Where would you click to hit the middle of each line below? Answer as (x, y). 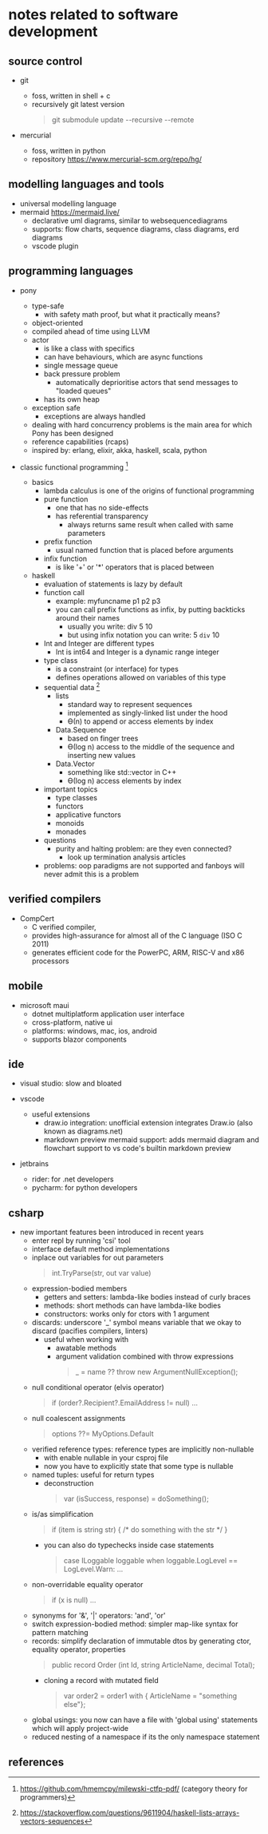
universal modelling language (68, 203)
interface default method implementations (100, 1249)
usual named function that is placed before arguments (144, 550)
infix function (65, 559)
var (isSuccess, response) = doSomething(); (136, 1499)
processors (50, 961)
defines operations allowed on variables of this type (141, 677)
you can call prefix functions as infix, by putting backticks (150, 609)
